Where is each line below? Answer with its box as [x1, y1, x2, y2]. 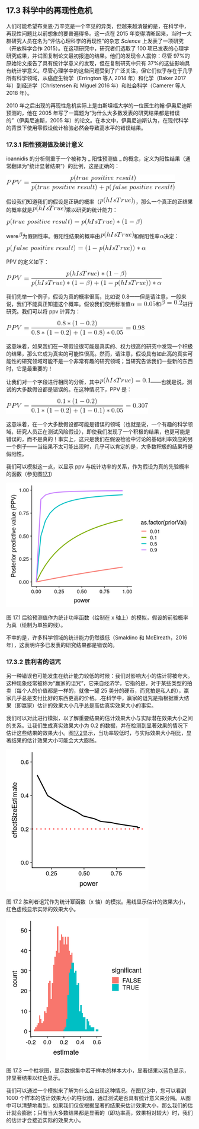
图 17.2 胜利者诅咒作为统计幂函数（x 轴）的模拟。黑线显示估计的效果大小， [6, 898, 188, 905]
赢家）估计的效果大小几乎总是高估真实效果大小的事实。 [21, 702, 157, 709]
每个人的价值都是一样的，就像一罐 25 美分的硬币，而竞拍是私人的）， [16, 687, 184, 694]
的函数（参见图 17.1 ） [6, 471, 56, 478]
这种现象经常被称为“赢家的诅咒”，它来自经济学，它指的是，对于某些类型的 [6, 680, 188, 687]
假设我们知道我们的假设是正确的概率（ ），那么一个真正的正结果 [6, 198, 193, 205]
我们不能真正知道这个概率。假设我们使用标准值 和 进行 [16, 300, 193, 307]
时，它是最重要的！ [6, 365, 53, 372]
